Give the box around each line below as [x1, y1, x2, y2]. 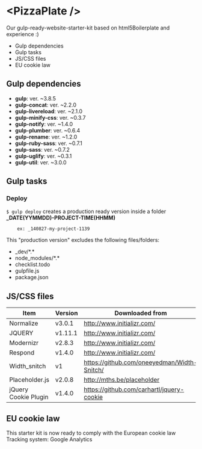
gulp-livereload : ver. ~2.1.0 [14, 107, 83, 115]
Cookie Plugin [9, 393, 49, 401]
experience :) [6, 30, 39, 37]
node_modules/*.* [14, 255, 60, 262]
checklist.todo [14, 261, 50, 268]
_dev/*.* [14, 248, 35, 255]
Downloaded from [114, 309, 167, 317]
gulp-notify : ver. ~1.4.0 [14, 120, 73, 128]
